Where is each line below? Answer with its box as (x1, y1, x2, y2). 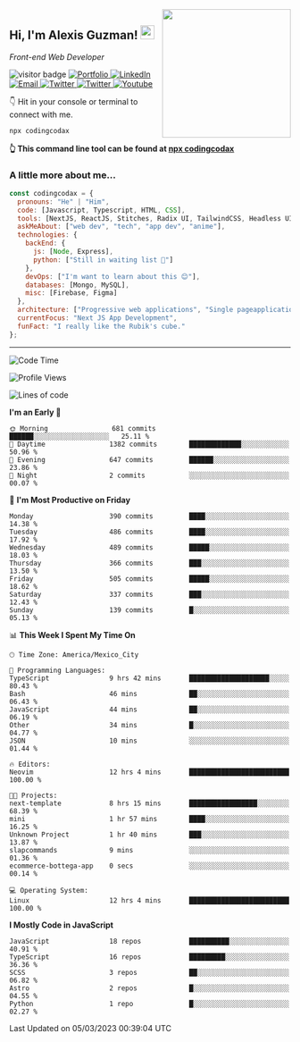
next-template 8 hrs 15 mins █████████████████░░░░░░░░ (9, 799, 290, 808)
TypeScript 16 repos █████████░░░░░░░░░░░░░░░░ (9, 952, 290, 962)
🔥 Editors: (9, 760, 51, 769)
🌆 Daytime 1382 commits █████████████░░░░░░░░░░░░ (9, 440, 290, 449)
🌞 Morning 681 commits (9, 424, 156, 433)
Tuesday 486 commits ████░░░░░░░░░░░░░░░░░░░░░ (9, 527, 290, 536)
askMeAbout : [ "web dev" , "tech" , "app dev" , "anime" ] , (17, 223, 226, 231)
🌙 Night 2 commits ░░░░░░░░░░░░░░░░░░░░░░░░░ (9, 471, 290, 480)
